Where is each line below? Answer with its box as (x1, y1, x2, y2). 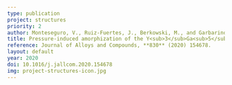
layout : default (7, 49, 54, 56)
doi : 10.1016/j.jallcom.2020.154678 (7, 61, 113, 68)
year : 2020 (7, 55, 39, 62)
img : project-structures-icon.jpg (7, 67, 107, 74)
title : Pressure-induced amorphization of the (7, 36, 144, 42)
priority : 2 (7, 23, 41, 29)
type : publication (7, 10, 60, 17)
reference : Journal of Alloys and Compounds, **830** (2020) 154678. (7, 42, 212, 49)
